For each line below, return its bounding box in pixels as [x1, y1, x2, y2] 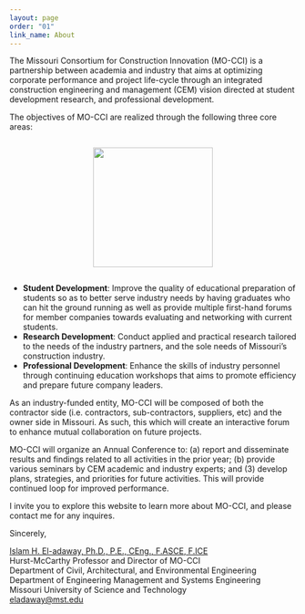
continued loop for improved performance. [9, 483, 170, 494]
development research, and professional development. [9, 94, 215, 105]
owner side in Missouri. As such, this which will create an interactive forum [9, 417, 290, 428]
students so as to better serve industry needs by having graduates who [22, 293, 291, 304]
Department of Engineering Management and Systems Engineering [9, 575, 261, 586]
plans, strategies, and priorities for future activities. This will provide [9, 474, 265, 484]
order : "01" [9, 22, 55, 31]
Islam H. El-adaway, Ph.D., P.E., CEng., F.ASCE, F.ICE [9, 546, 208, 557]
